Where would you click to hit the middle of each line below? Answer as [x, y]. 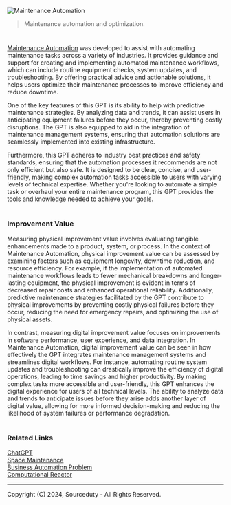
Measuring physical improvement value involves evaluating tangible [103, 239]
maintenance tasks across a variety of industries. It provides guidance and [113, 56]
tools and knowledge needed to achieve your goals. [80, 199]
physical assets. [30, 319]
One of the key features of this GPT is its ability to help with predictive [106, 105]
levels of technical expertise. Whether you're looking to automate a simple [112, 184]
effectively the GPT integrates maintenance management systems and [107, 354]
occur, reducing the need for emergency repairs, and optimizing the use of [113, 312]
